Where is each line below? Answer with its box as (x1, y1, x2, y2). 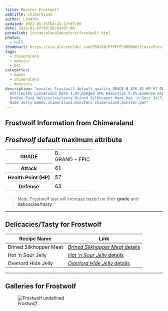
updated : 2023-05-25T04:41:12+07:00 (5, 21, 81, 26)
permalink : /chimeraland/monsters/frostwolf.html (5, 30, 111, 35)
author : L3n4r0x (5, 16, 39, 21)
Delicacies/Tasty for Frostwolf (5, 220, 101, 229)
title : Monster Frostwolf (5, 7, 59, 12)
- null (9, 40, 23, 45)
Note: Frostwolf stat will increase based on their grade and (17, 196, 139, 202)
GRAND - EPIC (54, 156, 90, 163)
